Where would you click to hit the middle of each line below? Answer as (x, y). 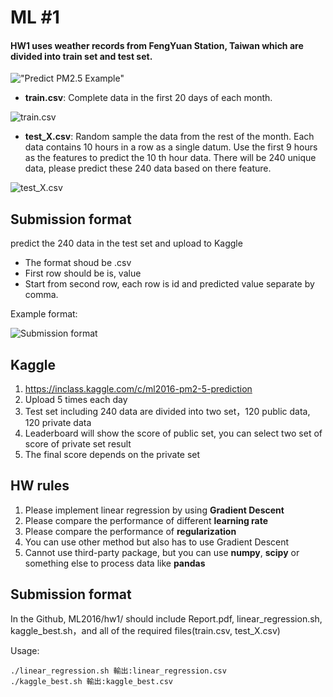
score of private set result (78, 444)
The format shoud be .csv (78, 263)
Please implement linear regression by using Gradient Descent (154, 510)
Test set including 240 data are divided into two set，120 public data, (167, 412)
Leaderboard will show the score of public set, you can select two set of (173, 433)
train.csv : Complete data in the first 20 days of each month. (148, 98)
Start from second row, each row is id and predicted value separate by (169, 284)
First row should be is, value (83, 273)
